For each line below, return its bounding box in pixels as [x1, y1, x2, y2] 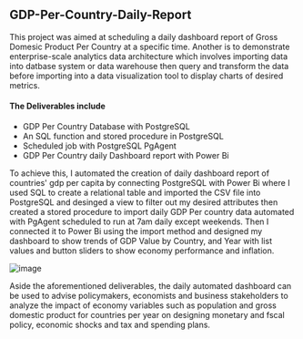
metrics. [9, 79, 41, 90]
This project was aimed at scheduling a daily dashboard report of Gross [9, 31, 278, 42]
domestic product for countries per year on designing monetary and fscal [9, 310, 285, 321]
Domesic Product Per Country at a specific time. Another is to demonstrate [9, 41, 290, 52]
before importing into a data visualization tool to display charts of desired [9, 70, 284, 81]
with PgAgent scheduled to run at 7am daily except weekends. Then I [9, 216, 269, 227]
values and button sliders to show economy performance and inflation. [9, 245, 275, 256]
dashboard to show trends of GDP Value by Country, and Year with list [9, 236, 273, 247]
